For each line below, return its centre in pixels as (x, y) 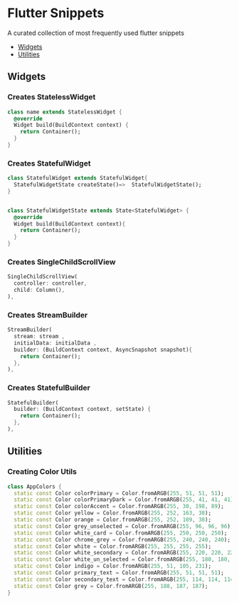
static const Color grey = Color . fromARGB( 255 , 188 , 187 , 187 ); (111, 586)
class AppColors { (34, 487)
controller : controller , (51, 283)
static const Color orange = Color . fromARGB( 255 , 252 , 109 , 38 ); (113, 520)
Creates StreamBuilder (48, 315)
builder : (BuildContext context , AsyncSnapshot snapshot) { (103, 350)
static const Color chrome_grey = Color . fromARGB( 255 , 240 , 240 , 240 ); (122, 539)
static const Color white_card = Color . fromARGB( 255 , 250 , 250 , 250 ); (121, 533)
